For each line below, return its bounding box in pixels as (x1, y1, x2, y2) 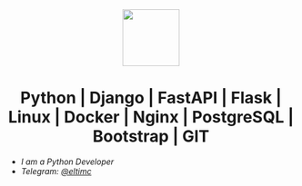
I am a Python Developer (20, 156, 115, 167)
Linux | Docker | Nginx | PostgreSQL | (7, 107, 295, 128)
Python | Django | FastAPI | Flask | (20, 88, 282, 108)
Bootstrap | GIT (92, 126, 210, 147)
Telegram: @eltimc (20, 165, 92, 176)
